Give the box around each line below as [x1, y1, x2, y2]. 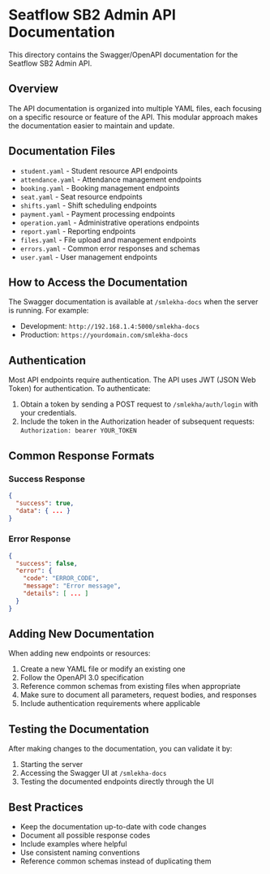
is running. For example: [8, 306, 89, 316]
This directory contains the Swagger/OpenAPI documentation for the [8, 50, 238, 59]
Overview [8, 82, 59, 96]
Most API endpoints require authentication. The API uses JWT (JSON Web [8, 375, 256, 385]
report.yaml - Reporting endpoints [19, 226, 136, 236]
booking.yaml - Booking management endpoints [19, 183, 180, 192]
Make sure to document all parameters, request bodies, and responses [19, 690, 257, 700]
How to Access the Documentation [8, 275, 188, 289]
